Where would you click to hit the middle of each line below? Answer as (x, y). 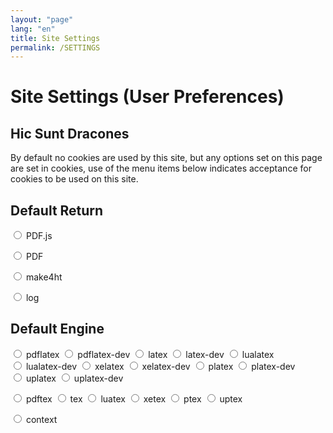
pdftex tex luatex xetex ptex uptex (134, 398)
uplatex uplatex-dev (74, 378)
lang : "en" (33, 29)
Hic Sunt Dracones (70, 133)
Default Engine (57, 329)
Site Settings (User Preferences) (147, 97)
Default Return (57, 210)
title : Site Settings (55, 38)
